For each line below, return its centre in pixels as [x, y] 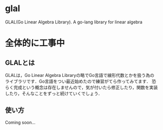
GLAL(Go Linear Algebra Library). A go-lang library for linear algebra [74, 22]
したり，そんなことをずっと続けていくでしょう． [54, 93]
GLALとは [20, 63]
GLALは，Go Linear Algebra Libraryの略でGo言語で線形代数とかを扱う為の [80, 75]
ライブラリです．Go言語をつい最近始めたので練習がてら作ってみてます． [78, 81]
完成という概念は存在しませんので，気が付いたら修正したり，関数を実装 [86, 87]
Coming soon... [20, 122]
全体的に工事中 [35, 43]
